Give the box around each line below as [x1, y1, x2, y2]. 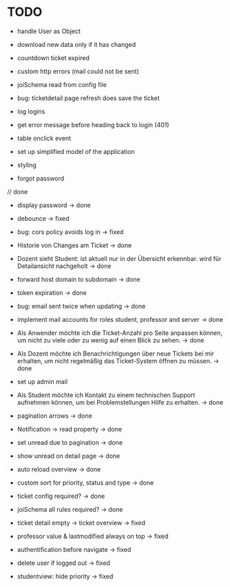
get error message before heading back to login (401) [17, 120, 170, 128]
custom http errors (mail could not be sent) [17, 67, 140, 75]
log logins [17, 107, 45, 115]
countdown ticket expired [17, 53, 90, 62]
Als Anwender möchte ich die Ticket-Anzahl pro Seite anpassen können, [17, 329, 222, 337]
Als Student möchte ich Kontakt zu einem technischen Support [17, 391, 196, 399]
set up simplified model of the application [17, 147, 135, 155]
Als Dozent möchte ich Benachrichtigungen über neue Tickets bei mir [17, 349, 215, 358]
